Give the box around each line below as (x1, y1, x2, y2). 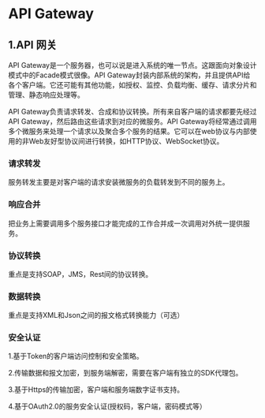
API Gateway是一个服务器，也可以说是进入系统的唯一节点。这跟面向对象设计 (8, 61, 257, 69)
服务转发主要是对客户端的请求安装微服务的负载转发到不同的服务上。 (8, 177, 230, 187)
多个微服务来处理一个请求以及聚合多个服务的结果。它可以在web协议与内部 (8, 127, 250, 136)
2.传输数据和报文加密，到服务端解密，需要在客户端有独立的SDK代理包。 (8, 368, 243, 378)
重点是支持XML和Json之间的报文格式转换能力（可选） (8, 311, 185, 320)
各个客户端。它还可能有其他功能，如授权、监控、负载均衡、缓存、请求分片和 (8, 80, 257, 89)
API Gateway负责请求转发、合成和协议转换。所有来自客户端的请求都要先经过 (8, 107, 257, 116)
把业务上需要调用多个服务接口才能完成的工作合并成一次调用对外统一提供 (8, 218, 243, 228)
